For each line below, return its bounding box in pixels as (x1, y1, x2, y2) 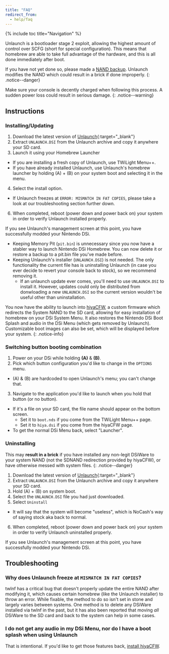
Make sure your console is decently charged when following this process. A (5, 87, 163, 93)
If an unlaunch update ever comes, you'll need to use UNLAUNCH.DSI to (20, 278, 164, 285)
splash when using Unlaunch (5, 631, 78, 638)
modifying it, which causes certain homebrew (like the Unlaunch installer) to (5, 591, 163, 597)
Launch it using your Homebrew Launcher (12, 150, 100, 156)
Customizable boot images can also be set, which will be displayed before (5, 325, 159, 332)
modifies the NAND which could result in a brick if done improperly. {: (5, 72, 150, 78)
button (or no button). (12, 396, 58, 402)
